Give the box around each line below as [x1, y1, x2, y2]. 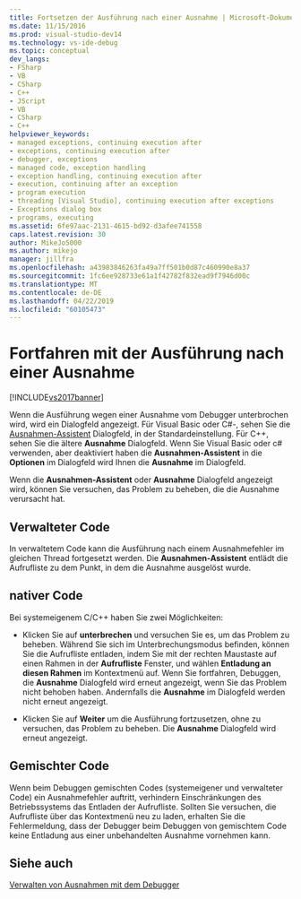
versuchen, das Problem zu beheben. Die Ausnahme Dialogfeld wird [21, 722, 276, 733]
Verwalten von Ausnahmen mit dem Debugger [9, 879, 180, 890]
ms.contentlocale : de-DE [9, 288, 102, 297]
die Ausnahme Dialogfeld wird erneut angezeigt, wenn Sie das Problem [21, 677, 288, 687]
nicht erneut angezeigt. [21, 696, 109, 706]
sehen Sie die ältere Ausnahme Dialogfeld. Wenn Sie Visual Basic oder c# [9, 438, 283, 449]
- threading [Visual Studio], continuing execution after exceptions [9, 196, 275, 206]
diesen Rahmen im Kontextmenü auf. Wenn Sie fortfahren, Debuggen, [21, 667, 281, 678]
